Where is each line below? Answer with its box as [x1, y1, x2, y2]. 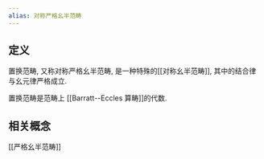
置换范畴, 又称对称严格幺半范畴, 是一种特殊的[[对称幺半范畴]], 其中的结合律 [8, 66, 257, 76]
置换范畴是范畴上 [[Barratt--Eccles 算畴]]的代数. [8, 93, 167, 103]
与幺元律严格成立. [8, 76, 68, 86]
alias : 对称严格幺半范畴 [8, 11, 82, 20]
